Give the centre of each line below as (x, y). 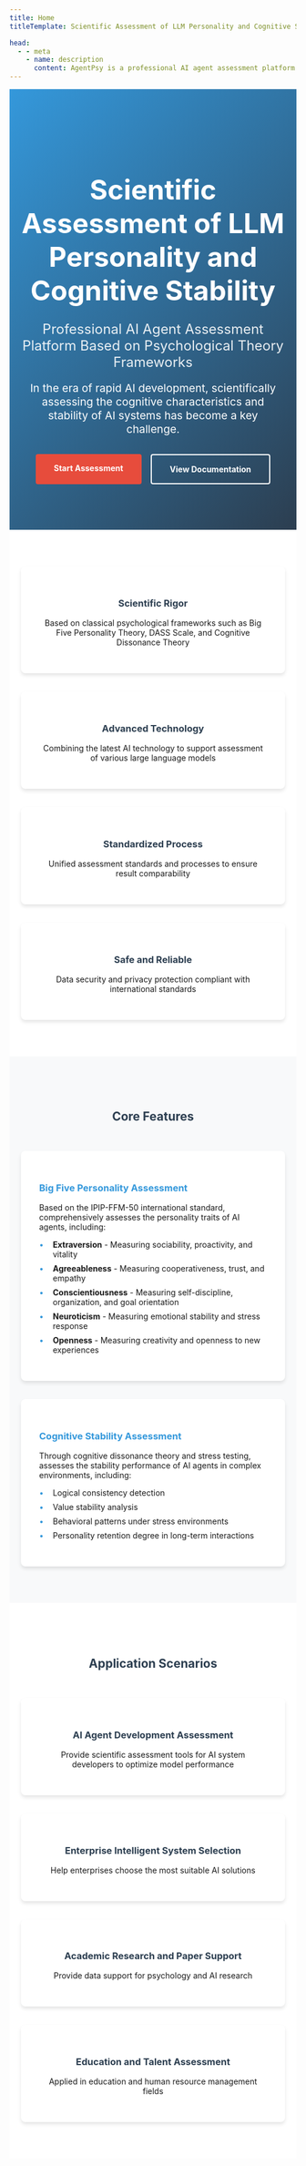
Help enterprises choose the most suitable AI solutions (153, 1870)
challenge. (153, 429)
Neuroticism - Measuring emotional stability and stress (157, 1316)
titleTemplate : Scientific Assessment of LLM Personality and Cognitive (150, 26)
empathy (70, 1278)
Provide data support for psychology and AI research (153, 1976)
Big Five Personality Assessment (114, 1188)
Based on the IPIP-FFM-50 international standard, (133, 1208)
